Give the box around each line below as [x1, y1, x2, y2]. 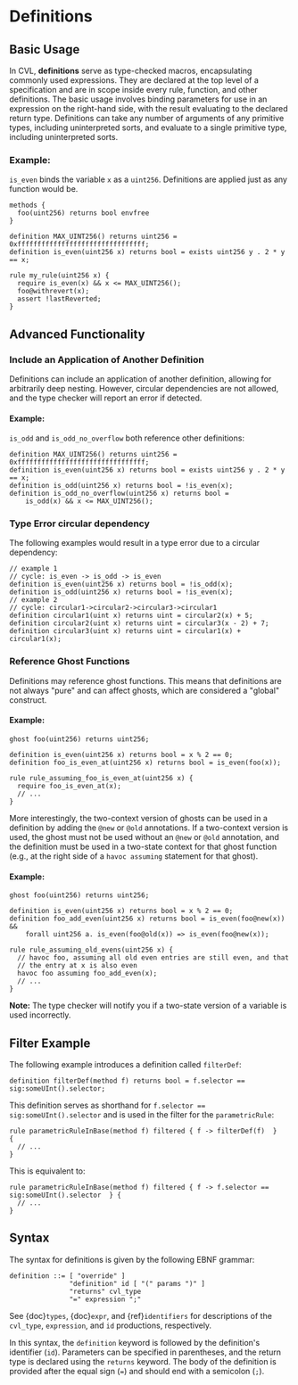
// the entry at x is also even [17, 961, 138, 970]
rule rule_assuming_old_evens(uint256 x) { [9, 945, 174, 955]
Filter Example [9, 1035, 91, 1051]
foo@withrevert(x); [17, 287, 90, 296]
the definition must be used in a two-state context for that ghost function [9, 841, 277, 852]
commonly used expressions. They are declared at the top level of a [9, 75, 259, 86]
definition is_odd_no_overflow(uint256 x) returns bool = [9, 489, 229, 499]
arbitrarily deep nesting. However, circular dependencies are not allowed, [9, 383, 279, 393]
